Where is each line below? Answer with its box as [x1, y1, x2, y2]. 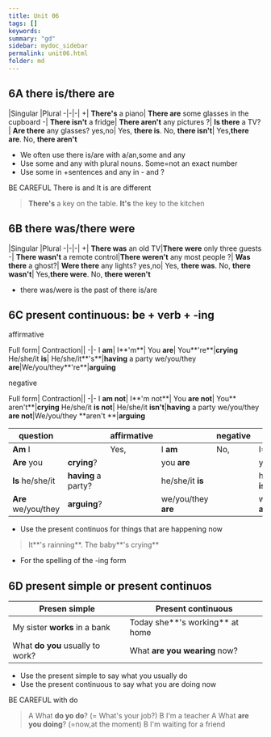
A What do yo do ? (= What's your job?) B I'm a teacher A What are [27, 711, 249, 721]
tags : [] [8, 19, 38, 28]
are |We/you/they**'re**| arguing [8, 362, 116, 372]
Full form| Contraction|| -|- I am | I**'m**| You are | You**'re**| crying [8, 345, 239, 355]
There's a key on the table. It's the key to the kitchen [27, 198, 205, 208]
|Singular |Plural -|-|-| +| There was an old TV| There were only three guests [8, 244, 262, 253]
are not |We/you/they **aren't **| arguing [8, 411, 146, 421]
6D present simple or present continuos [8, 579, 212, 593]
